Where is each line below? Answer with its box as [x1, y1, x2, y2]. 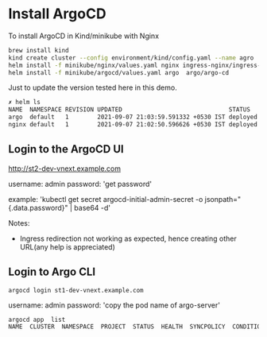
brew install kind [8, 46, 69, 54]
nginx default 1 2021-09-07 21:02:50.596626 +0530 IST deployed [8, 121, 258, 129]
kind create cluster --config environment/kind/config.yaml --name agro [8, 53, 254, 62]
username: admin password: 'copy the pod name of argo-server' [8, 300, 221, 310]
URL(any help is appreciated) [19, 242, 115, 251]
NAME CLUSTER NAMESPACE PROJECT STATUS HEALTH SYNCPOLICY [8, 323, 226, 331]
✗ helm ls [8, 99, 41, 107]
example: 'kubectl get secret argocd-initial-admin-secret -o [8, 194, 203, 203]
